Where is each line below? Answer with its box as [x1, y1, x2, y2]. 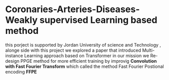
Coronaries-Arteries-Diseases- [5, 4, 140, 15]
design [5, 58, 20, 64]
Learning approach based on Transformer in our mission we [24, 52, 149, 59]
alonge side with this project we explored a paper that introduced [5, 47, 142, 53]
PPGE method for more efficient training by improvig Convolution [20, 58, 157, 64]
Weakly [5, 14, 38, 26]
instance [5, 52, 23, 59]
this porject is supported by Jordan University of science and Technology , [5, 42, 161, 48]
